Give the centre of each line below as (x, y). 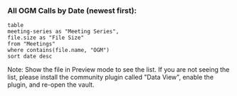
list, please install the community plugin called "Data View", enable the (111, 78)
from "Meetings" (31, 44)
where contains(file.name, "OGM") (59, 50)
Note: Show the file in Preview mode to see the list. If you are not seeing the (118, 70)
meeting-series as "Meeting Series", (63, 32)
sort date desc (30, 57)
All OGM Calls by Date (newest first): (72, 11)
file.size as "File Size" (46, 38)
